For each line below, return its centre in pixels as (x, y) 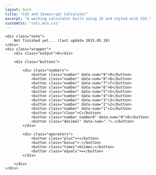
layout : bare (18, 9)
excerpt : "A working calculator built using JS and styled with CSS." (78, 18)
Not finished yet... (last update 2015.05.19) (62, 41)
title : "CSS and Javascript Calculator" (47, 14)
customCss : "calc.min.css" (32, 23)
